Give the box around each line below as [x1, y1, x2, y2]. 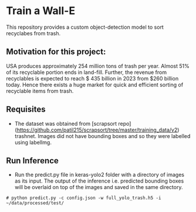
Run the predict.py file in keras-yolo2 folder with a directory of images [14, 171, 185, 179]
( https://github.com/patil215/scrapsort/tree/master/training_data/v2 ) [14, 126, 180, 133]
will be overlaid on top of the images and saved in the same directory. [14, 184, 183, 191]
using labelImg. [14, 139, 52, 146]
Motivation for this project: [6, 47, 106, 57]
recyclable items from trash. [6, 87, 74, 95]
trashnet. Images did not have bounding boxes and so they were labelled [14, 132, 191, 139]
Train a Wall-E [6, 4, 75, 18]
